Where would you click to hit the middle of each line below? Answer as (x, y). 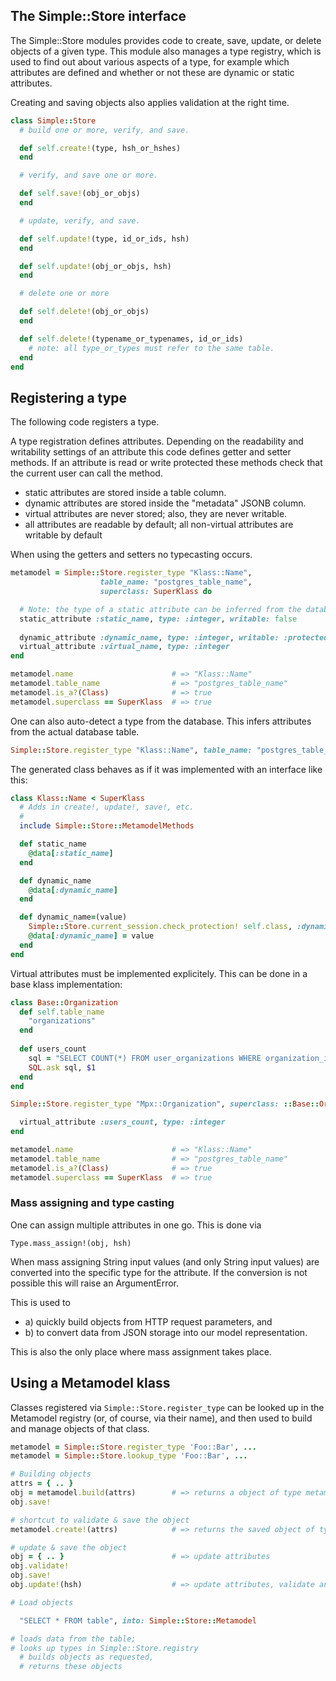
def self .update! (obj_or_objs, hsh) (95, 266)
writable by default (63, 535)
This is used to (40, 1302)
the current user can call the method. (86, 473)
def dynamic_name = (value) (73, 917)
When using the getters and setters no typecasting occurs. (131, 555)
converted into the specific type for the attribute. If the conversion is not (159, 1272)
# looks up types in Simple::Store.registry (104, 1648)
